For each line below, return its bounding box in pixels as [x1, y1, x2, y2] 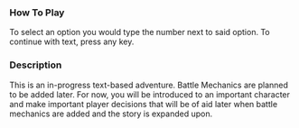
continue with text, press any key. [9, 36, 135, 47]
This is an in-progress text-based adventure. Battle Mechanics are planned [9, 79, 289, 90]
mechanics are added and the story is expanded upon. [9, 108, 213, 119]
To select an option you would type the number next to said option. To [9, 27, 270, 38]
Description [9, 59, 62, 71]
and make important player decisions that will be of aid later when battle [9, 98, 278, 109]
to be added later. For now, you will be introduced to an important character [9, 88, 291, 100]
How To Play [9, 6, 65, 19]
